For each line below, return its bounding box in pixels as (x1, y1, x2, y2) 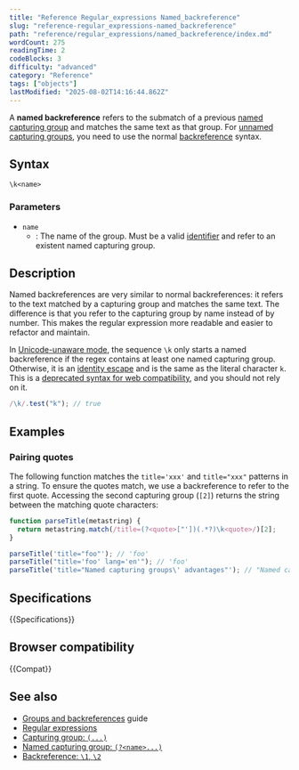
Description (9, 266, 76, 280)
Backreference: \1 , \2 (21, 750, 101, 761)
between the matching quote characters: (9, 499, 158, 510)
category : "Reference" (9, 71, 93, 80)
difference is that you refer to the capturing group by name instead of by (9, 308, 275, 319)
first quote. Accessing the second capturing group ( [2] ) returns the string (9, 490, 280, 500)
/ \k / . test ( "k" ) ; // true (9, 400, 101, 409)
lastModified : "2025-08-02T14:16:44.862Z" (9, 87, 169, 96)
